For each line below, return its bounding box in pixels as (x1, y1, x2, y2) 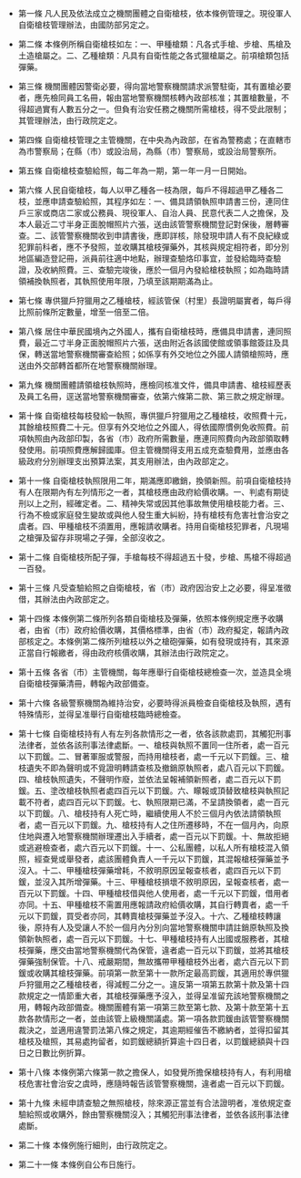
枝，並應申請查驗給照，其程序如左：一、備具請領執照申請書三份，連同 (17, 196, 282, 207)
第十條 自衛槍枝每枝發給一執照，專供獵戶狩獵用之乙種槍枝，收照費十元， (17, 410, 292, 421)
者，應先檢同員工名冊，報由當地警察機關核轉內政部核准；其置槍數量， (17, 92, 282, 103)
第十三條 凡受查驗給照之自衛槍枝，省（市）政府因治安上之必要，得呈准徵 (17, 583, 292, 593)
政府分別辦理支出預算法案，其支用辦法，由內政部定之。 (25, 456, 234, 467)
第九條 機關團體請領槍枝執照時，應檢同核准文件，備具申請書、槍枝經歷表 (17, 379, 292, 390)
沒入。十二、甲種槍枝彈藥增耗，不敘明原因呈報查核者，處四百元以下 (17, 865, 274, 875)
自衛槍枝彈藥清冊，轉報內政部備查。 (17, 678, 155, 688)
